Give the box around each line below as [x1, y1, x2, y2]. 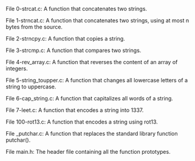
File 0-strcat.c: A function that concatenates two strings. [5, 5, 147, 12]
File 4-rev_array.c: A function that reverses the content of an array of [5, 59, 178, 65]
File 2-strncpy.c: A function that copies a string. [5, 35, 125, 42]
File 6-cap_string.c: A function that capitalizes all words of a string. [5, 95, 174, 102]
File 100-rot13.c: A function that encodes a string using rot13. [5, 118, 159, 125]
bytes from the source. [5, 24, 63, 30]
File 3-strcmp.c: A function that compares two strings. [5, 47, 142, 54]
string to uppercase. [5, 83, 56, 90]
